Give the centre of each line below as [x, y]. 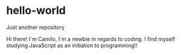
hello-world [36, 11]
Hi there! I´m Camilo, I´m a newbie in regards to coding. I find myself [91, 39]
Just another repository [36, 27]
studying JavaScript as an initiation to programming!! [72, 45]
